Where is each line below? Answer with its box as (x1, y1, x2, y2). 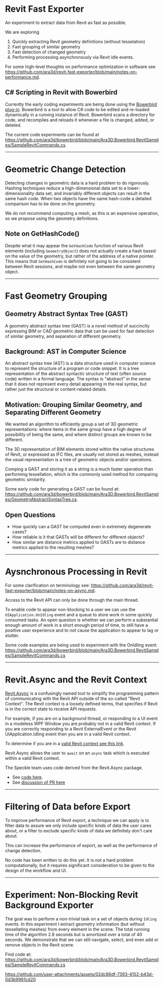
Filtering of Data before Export (5, 801, 131, 812)
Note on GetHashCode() (5, 230, 80, 238)
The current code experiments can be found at (5, 131, 99, 138)
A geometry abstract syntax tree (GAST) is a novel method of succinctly (5, 323, 150, 329)
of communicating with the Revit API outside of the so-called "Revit (5, 695, 141, 701)
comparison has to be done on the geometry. (5, 201, 96, 207)
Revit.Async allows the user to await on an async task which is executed (5, 750, 150, 756)
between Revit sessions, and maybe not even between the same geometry (5, 263, 155, 269)
